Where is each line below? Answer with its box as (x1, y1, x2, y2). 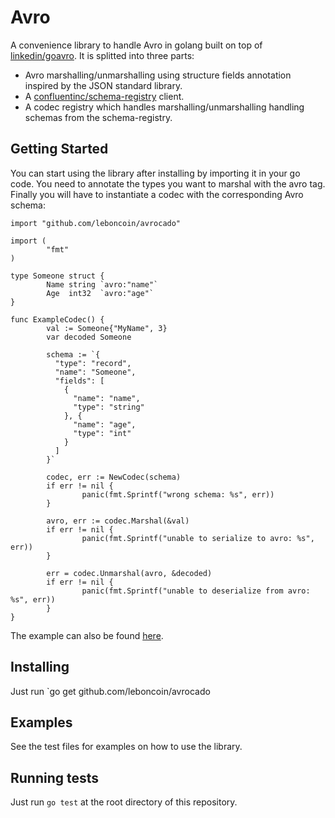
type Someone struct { (10, 271, 105, 281)
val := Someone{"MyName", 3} (46, 323, 168, 333)
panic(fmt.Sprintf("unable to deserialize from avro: (81, 586, 311, 596)
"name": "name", (73, 393, 141, 403)
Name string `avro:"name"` (46, 279, 159, 290)
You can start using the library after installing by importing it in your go (10, 167, 301, 179)
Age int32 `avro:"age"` (46, 288, 155, 298)
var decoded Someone (46, 332, 132, 342)
